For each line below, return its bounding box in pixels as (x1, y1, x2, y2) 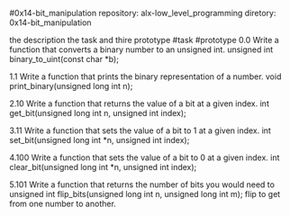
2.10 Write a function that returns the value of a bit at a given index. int (9, 98, 270, 109)
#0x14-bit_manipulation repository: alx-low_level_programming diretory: (9, 8, 276, 18)
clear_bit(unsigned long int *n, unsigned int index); (9, 162, 197, 172)
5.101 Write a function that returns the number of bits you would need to (9, 179, 275, 190)
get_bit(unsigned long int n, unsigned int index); (9, 108, 186, 118)
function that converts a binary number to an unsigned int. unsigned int (9, 44, 273, 55)
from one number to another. (9, 198, 117, 209)
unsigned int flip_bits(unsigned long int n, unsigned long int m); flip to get (9, 189, 281, 199)
